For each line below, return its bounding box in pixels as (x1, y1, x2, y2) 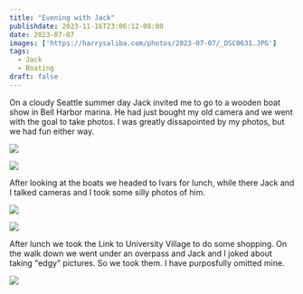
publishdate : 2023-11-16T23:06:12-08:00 (9, 22, 165, 31)
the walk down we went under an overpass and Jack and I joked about (9, 248, 273, 259)
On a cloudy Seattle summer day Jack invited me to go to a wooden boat (9, 97, 281, 108)
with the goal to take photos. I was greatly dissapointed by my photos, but (9, 116, 285, 127)
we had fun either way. (9, 126, 95, 137)
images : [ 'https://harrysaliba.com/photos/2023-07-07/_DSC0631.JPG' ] (9, 38, 278, 48)
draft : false (9, 72, 59, 81)
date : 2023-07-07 (9, 30, 75, 39)
